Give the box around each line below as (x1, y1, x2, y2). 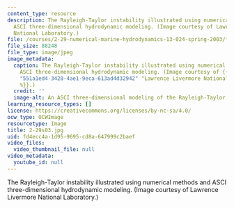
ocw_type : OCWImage (7, 113, 64, 120)
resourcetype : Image (7, 120, 68, 127)
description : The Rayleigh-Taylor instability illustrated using (7, 17, 201, 24)
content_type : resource (7, 10, 77, 17)
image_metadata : (7, 56, 54, 63)
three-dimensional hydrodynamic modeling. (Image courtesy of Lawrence (7, 185, 219, 193)
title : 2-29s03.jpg (7, 127, 64, 134)
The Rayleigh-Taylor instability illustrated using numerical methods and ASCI (7, 178, 227, 186)
